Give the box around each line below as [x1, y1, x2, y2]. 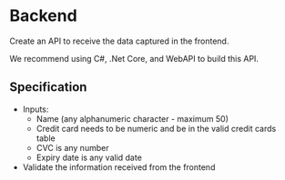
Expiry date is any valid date [36, 152, 143, 163]
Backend [9, 5, 77, 26]
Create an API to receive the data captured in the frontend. [9, 35, 229, 46]
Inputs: [22, 104, 49, 115]
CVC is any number [36, 142, 109, 153]
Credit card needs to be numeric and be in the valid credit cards [36, 123, 277, 134]
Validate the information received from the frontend [22, 161, 216, 173]
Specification [9, 79, 87, 95]
